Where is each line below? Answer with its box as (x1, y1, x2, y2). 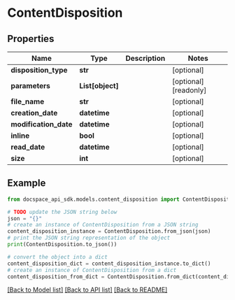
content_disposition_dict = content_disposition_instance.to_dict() (7, 260, 211, 267)
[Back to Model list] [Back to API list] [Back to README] (7, 285, 168, 294)
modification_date (10, 120, 73, 129)
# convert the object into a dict (7, 253, 108, 260)
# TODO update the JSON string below (7, 208, 117, 215)
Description (125, 54, 166, 63)
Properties (7, 33, 55, 45)
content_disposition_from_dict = (7, 273, 105, 280)
